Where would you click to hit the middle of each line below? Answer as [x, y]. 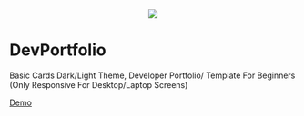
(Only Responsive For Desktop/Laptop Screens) [99, 84]
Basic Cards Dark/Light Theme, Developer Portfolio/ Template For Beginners [152, 75]
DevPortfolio [58, 50]
